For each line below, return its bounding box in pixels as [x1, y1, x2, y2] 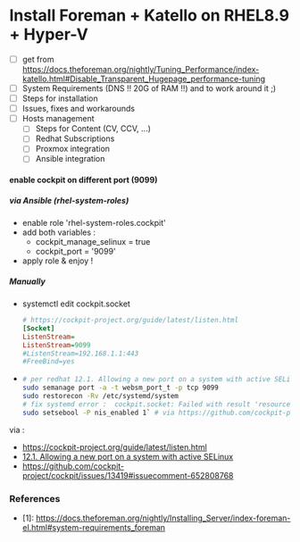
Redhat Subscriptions [35, 133, 115, 144]
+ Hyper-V [9, 24, 89, 45]
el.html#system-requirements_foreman [21, 521, 166, 532]
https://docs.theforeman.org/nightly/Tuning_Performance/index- [21, 64, 260, 74]
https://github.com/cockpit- [21, 461, 125, 471]
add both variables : [21, 227, 96, 238]
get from [21, 54, 54, 64]
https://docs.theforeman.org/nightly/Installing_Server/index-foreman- [35, 513, 291, 523]
